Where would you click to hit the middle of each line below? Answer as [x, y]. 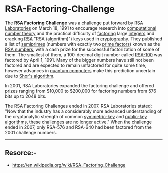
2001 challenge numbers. [31, 132]
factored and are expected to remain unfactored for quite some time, [76, 65]
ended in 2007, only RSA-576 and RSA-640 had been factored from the [79, 127]
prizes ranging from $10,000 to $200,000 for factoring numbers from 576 [81, 91]
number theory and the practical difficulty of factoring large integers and [80, 33]
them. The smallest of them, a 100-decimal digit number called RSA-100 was [84, 55]
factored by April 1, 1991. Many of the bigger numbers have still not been [79, 60]
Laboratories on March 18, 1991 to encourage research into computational [81, 28]
